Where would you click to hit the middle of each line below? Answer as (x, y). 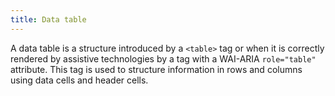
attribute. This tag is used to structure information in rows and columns (156, 69)
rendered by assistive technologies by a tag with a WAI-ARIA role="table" (163, 58)
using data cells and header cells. (79, 80)
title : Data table (48, 19)
